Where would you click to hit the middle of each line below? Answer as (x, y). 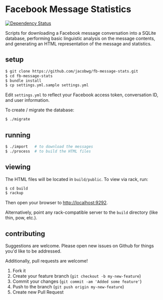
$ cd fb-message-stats (29, 76)
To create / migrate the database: (40, 110)
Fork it (19, 271)
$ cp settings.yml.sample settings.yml (47, 85)
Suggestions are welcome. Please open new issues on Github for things (80, 246)
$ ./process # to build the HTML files (48, 151)
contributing (25, 234)
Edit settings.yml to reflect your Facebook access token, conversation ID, (82, 95)
